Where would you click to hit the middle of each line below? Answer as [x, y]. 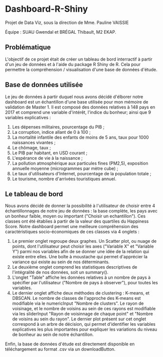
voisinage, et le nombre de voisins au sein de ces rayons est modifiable [84, 309]
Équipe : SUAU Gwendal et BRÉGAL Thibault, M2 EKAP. [61, 32]
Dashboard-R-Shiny [47, 9]
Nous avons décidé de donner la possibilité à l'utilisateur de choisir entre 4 [80, 206]
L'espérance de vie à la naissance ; [47, 158]
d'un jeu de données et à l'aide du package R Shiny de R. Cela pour [73, 64]
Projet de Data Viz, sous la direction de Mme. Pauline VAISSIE [67, 22]
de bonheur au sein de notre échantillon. [53, 335]
